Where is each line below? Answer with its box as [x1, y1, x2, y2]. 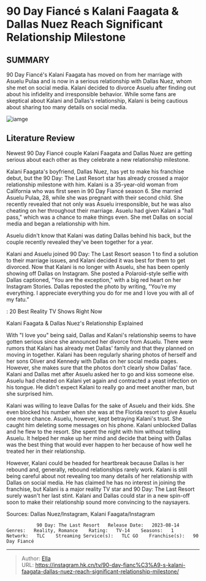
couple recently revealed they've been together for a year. [6, 238, 153, 246]
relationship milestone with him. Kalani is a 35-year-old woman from [6, 181, 179, 188]
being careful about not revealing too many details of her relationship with [6, 472, 193, 479]
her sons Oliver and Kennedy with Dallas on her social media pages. [6, 357, 178, 365]
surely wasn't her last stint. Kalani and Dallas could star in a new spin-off [6, 492, 190, 499]
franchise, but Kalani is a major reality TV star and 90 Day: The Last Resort [6, 485, 195, 493]
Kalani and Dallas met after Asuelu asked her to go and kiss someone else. [6, 370, 195, 378]
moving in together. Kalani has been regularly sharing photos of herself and [6, 351, 197, 358]
